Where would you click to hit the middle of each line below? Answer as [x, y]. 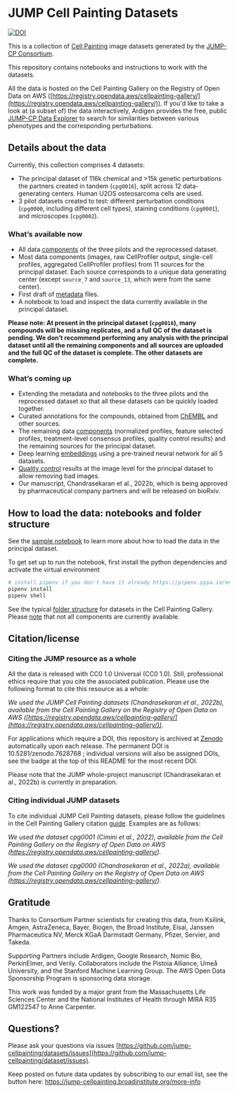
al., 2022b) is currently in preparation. [63, 782]
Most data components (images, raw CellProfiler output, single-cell [115, 257]
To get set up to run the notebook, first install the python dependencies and [117, 562]
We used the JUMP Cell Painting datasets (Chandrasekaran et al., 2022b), [116, 702]
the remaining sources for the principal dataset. [87, 446]
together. [31, 409]
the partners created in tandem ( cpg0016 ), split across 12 [100, 186]
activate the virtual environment [54, 570]
